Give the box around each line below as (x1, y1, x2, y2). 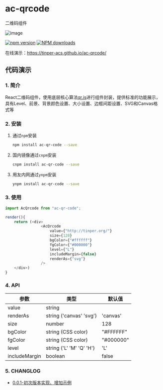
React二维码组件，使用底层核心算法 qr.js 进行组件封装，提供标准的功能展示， (5, 94, 161, 100)
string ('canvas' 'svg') (46, 312, 97, 319)
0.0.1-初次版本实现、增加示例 (12, 380, 72, 386)
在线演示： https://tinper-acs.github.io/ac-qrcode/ (5, 50, 107, 56)
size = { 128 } (49, 233, 72, 238)
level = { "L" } (49, 247, 75, 252)
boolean (46, 353, 66, 360)
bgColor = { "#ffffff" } (49, 238, 92, 243)
